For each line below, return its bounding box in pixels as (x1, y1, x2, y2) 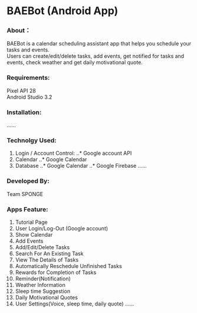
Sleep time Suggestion (15, 288, 70, 295)
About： (6, 27, 31, 35)
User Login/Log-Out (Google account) (15, 224, 109, 232)
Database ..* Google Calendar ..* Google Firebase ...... (15, 162, 147, 169)
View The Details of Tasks (15, 256, 79, 263)
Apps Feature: (6, 205, 49, 213)
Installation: (6, 108, 42, 116)
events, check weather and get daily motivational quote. (6, 59, 143, 66)
